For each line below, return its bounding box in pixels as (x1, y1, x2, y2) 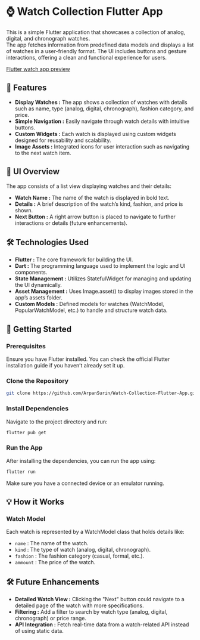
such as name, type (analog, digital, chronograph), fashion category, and (14, 105, 194, 112)
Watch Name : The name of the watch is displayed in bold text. (14, 194, 170, 201)
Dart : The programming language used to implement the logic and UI (14, 262, 186, 270)
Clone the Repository (6, 376, 69, 385)
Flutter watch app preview (6, 65, 70, 72)
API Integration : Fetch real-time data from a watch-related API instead (14, 621, 189, 628)
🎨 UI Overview (6, 166, 60, 177)
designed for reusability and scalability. (14, 137, 111, 144)
